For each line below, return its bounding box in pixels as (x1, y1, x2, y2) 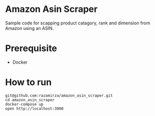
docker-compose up (5, 102, 43, 107)
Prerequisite (5, 43, 57, 54)
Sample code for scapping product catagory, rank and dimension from (5, 20, 150, 26)
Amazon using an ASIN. (5, 25, 54, 31)
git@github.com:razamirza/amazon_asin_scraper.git (5, 93, 113, 98)
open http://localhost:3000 (5, 106, 64, 111)
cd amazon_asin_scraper (5, 97, 55, 103)
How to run (5, 77, 52, 88)
